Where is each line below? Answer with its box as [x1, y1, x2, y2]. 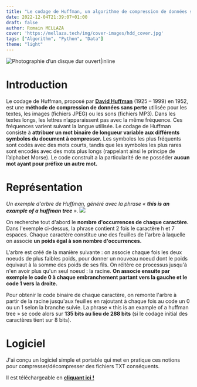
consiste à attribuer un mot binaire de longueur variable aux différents [6, 129, 180, 136]
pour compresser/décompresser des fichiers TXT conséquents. [6, 362, 160, 369]
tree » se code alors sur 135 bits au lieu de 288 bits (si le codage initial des [6, 310, 188, 317]
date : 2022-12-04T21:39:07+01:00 [6, 14, 88, 20]
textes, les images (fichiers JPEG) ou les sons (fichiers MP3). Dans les [6, 110, 176, 117]
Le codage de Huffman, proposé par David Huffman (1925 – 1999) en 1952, [6, 98, 189, 105]
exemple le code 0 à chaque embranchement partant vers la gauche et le [6, 273, 188, 281]
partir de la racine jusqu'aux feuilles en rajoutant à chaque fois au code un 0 [6, 298, 190, 305]
